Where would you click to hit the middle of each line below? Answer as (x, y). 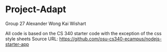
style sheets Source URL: (32, 39)
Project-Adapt (36, 9)
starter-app (17, 44)
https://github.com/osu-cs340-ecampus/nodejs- (110, 39)
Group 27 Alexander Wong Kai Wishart (46, 23)
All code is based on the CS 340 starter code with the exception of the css (83, 33)
